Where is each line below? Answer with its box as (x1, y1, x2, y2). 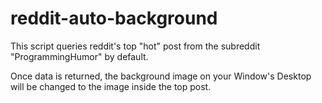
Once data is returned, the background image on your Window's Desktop (10, 70, 312, 82)
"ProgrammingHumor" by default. (10, 50, 149, 62)
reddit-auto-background (10, 7, 218, 30)
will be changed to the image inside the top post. (10, 80, 212, 92)
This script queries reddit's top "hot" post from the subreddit (10, 40, 261, 52)
